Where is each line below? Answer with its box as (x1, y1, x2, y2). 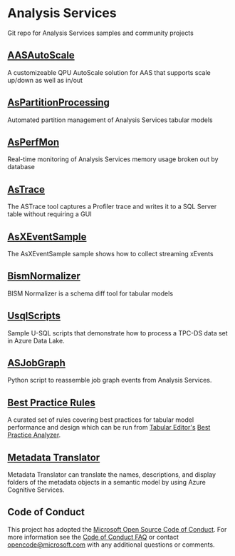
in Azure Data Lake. (7, 336, 66, 345)
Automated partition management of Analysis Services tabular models (7, 116, 213, 124)
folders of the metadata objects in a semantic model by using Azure (7, 478, 207, 487)
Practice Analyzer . (7, 430, 61, 440)
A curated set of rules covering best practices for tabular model (7, 415, 194, 424)
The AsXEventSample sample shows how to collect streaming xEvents (7, 250, 214, 258)
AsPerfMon (7, 136, 59, 148)
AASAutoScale (7, 49, 75, 61)
